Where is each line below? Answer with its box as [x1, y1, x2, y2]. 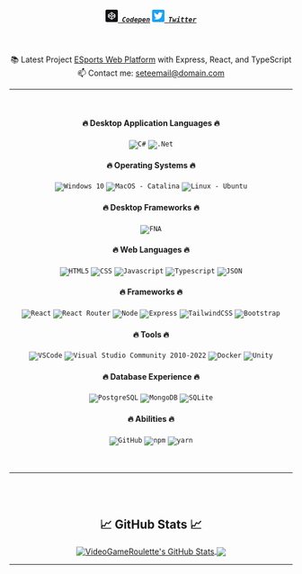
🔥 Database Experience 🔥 [102, 371, 200, 381]
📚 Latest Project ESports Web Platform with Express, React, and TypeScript [10, 54, 292, 65]
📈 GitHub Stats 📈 [100, 516, 202, 532]
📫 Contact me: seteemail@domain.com [77, 67, 225, 78]
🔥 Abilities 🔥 [127, 413, 175, 424]
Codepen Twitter [121, 15, 197, 24]
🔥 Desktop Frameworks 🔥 [102, 202, 200, 212]
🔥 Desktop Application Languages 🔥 [82, 117, 220, 128]
